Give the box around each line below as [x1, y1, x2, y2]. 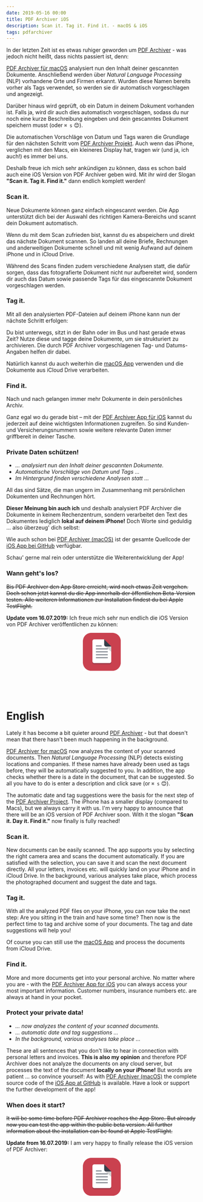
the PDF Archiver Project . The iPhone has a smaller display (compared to [6, 797, 188, 805]
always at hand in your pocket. [6, 993, 83, 1000]
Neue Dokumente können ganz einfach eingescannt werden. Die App [6, 207, 179, 214]
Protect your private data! [6, 1008, 84, 1017]
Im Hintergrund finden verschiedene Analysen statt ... [15, 474, 150, 482]
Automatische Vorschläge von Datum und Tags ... [15, 468, 140, 476]
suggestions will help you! [6, 927, 72, 934]
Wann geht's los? [6, 569, 59, 578]
